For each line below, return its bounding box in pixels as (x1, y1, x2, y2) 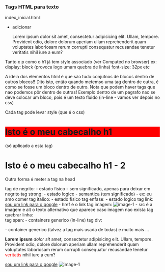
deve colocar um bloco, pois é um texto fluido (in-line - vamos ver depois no (5, 94, 160, 100)
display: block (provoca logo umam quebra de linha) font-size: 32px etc (5, 64, 150, 70)
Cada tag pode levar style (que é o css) (5, 109, 85, 115)
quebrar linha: (5, 212, 33, 218)
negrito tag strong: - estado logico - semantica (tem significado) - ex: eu (5, 191, 152, 197)
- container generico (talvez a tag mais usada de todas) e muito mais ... (5, 227, 149, 233)
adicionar (12, 24, 31, 30)
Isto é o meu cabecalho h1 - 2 (5, 160, 126, 171)
